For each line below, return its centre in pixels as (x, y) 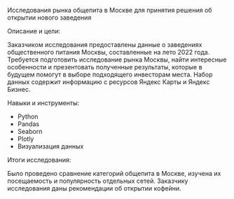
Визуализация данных (50, 146)
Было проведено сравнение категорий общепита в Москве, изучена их (114, 173)
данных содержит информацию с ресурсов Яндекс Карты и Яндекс (109, 82)
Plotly (26, 139)
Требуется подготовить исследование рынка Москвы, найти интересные (117, 60)
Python (28, 116)
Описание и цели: (34, 31)
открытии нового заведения (49, 18)
